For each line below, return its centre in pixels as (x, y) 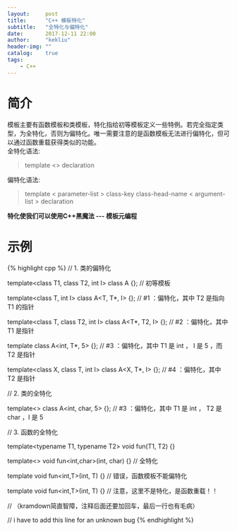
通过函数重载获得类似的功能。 (56, 142)
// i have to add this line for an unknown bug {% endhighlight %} (101, 520)
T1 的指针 (21, 306)
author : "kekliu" (39, 40)
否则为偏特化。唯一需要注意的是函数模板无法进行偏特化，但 (137, 133)
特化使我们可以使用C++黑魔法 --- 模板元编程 (72, 215)
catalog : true (33, 54)
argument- (210, 193)
